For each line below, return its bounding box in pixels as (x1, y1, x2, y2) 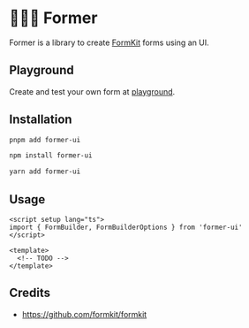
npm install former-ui (9, 151, 93, 160)
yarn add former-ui (9, 167, 81, 176)
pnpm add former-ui (9, 135, 81, 144)
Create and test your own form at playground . (9, 86, 176, 96)
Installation (9, 112, 72, 127)
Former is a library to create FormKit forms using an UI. (9, 37, 209, 48)
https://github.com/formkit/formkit (21, 309, 147, 319)
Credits (9, 286, 51, 301)
